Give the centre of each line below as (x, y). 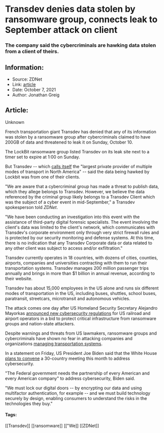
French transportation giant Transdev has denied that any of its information (81, 132)
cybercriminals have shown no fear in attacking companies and (69, 338)
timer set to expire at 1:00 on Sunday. (43, 157)
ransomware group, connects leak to (81, 19)
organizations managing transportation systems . (54, 344)
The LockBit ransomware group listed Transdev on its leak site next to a (77, 151)
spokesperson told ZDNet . (32, 207)
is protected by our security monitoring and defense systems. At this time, (80, 237)
